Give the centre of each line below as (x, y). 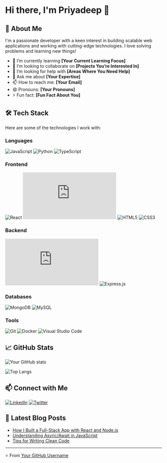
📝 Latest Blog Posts (36, 418)
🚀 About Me (24, 29)
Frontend (16, 164)
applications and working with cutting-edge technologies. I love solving (78, 46)
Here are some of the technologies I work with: (53, 128)
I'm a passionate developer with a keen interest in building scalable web (79, 40)
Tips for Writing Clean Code (41, 441)
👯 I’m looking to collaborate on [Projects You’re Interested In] (76, 66)
